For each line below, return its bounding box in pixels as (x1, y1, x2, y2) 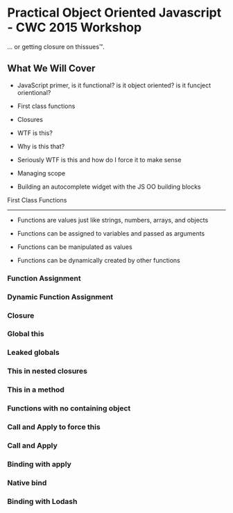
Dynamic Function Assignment (7, 292, 113, 302)
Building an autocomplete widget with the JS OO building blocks (17, 182, 201, 191)
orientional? (17, 88, 51, 96)
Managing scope (17, 168, 66, 177)
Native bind (7, 478, 47, 487)
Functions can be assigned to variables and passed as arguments (17, 229, 205, 237)
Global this (7, 329, 44, 339)
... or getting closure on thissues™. (7, 42, 105, 51)
